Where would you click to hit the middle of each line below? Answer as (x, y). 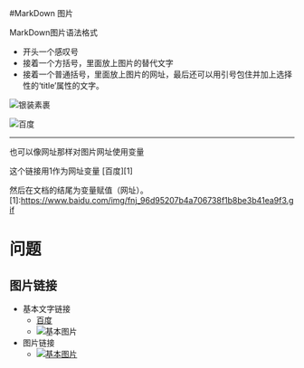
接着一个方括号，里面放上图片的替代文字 (98, 63)
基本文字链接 (46, 309)
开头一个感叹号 (50, 52)
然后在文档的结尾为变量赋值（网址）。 (79, 190)
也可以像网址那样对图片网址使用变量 (77, 151)
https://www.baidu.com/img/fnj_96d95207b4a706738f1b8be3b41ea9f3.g (157, 200)
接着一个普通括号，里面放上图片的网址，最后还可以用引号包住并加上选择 (157, 74)
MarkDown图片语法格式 (53, 33)
